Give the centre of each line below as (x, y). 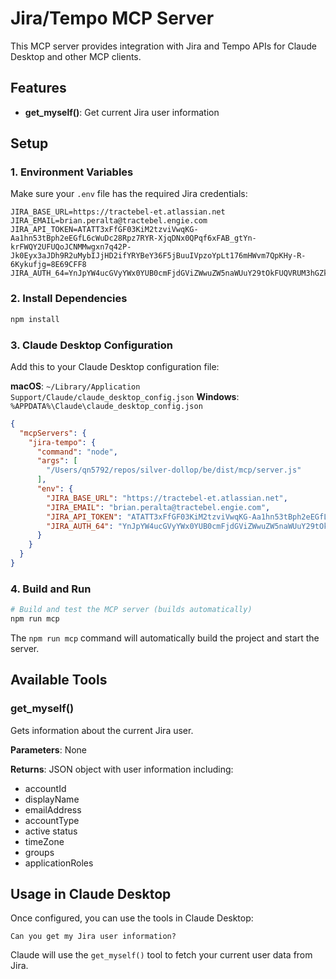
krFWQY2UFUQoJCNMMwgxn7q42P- (71, 247)
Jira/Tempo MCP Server (112, 18)
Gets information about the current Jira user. (102, 730)
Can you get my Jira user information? (93, 937)
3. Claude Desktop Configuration (91, 345)
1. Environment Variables (72, 172)
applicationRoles (59, 863)
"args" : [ (57, 461)
